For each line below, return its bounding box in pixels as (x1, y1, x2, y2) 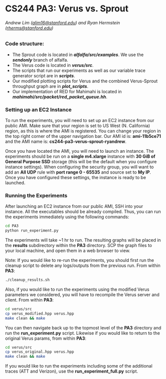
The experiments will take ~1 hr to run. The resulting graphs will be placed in (5, 237, 161, 243)
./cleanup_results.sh (5, 277, 50, 283)
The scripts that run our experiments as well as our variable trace (12, 67, 146, 73)
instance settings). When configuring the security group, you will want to (5, 164, 154, 170)
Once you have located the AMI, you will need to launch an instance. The (5, 148, 154, 154)
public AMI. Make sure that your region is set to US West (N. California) (5, 123, 150, 129)
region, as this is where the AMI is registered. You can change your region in (5, 128, 161, 134)
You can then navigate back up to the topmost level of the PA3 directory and (5, 324, 162, 330)
